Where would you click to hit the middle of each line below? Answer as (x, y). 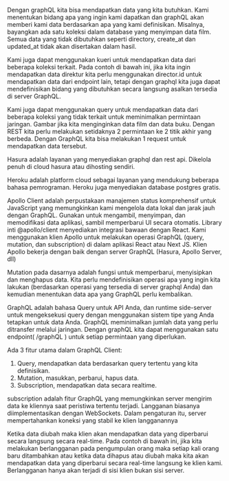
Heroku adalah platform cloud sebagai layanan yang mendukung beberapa (113, 180)
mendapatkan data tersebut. (47, 146)
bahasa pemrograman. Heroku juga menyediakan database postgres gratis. (114, 187)
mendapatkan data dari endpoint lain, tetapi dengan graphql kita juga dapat (114, 81)
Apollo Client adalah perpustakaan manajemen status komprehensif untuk (112, 201)
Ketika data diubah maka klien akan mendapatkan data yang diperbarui (108, 434)
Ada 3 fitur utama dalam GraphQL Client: (65, 350)
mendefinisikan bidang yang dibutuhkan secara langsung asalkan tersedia (112, 89)
